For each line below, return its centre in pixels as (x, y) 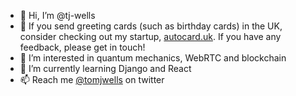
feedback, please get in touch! (82, 47)
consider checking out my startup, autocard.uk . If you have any (150, 36)
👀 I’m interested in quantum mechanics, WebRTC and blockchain (153, 58)
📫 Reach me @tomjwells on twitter (92, 79)
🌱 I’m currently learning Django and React (105, 68)
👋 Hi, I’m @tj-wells (57, 15)
